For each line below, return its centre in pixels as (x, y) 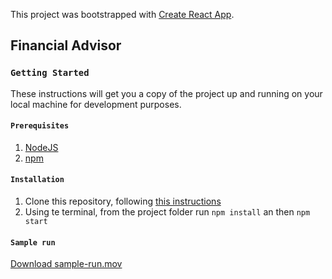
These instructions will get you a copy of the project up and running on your (166, 93)
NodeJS (41, 147)
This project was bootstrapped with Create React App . (122, 14)
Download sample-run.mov (66, 264)
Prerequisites (40, 126)
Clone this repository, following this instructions (123, 201)
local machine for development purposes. (96, 104)
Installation (37, 180)
